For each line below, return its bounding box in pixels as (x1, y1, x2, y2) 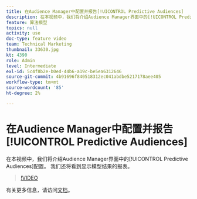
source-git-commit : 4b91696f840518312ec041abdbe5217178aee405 (6, 74, 161, 80)
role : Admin (6, 57, 35, 63)
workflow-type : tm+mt (6, 80, 59, 85)
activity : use (6, 30, 41, 36)
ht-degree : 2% (6, 90, 41, 96)
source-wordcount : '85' (6, 85, 64, 91)
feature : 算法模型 (6, 19, 48, 25)
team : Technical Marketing (6, 42, 72, 47)
